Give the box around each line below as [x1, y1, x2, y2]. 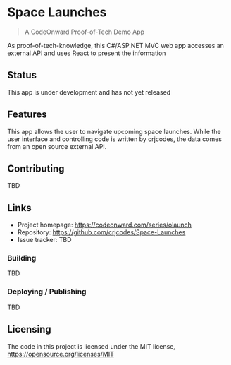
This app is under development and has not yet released [7, 88, 171, 96]
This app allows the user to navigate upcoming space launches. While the [7, 127, 221, 136]
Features [7, 109, 47, 121]
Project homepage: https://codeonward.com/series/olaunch [17, 220, 192, 229]
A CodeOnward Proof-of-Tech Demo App [24, 28, 145, 36]
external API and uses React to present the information [7, 49, 166, 57]
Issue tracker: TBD [17, 236, 72, 244]
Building [7, 253, 37, 263]
